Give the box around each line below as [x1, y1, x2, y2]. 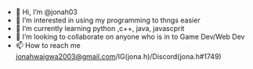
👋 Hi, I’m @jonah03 [15, 8, 78, 16]
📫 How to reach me [15, 41, 81, 50]
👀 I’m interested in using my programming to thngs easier [15, 16, 201, 25]
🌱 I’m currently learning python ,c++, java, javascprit [15, 24, 185, 33]
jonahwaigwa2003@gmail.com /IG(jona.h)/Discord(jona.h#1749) [15, 52, 222, 61]
